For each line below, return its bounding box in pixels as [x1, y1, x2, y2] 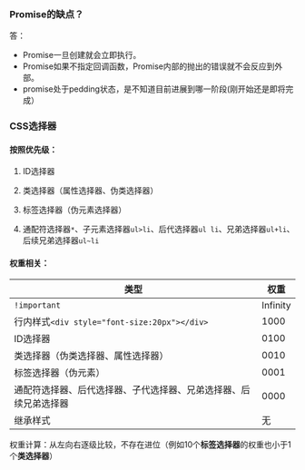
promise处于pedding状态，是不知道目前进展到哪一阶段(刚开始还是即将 [22, 83, 286, 94]
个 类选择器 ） [9, 450, 57, 461]
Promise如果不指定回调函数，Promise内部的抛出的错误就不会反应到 [22, 61, 275, 72]
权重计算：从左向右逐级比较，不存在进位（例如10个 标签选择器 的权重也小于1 [9, 438, 292, 450]
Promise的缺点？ [9, 7, 84, 20]
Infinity [261, 299, 291, 311]
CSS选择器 [9, 120, 57, 132]
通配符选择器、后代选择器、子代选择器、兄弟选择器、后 [14, 383, 251, 396]
